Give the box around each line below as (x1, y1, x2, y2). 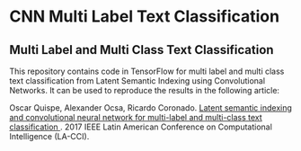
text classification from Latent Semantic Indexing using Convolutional (9, 75, 266, 86)
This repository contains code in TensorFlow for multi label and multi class (9, 66, 285, 76)
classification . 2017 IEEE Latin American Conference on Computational (9, 121, 272, 132)
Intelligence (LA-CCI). (9, 131, 90, 141)
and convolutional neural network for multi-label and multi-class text (9, 112, 262, 122)
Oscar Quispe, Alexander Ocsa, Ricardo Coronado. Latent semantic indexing (9, 102, 292, 113)
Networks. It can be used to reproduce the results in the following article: (9, 85, 280, 95)
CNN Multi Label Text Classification (9, 6, 280, 27)
